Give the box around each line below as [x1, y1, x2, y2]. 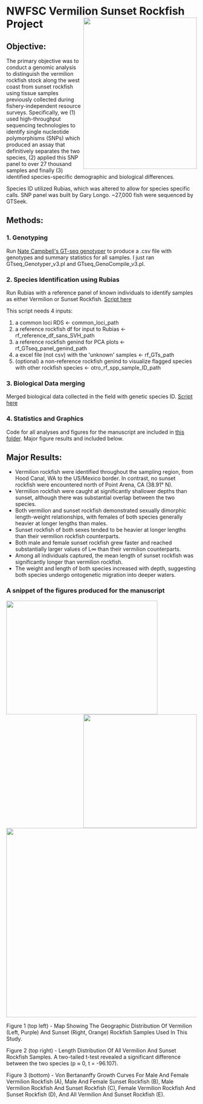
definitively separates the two [6, 147, 80, 155]
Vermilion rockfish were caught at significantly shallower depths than [14, 488, 187, 495]
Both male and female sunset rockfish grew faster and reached [14, 539, 172, 547]
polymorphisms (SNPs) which [6, 135, 80, 142]
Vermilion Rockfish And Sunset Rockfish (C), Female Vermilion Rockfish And [6, 1084, 196, 1091]
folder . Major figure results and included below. [6, 434, 124, 442]
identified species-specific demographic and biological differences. [6, 173, 175, 180]
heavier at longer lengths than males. [14, 520, 108, 527]
